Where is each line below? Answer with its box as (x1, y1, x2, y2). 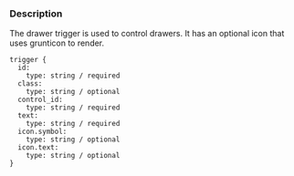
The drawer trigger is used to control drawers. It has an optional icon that (9, 28, 285, 39)
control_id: (17, 95, 64, 105)
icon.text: (17, 143, 59, 152)
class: (17, 79, 43, 88)
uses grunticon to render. (9, 37, 105, 48)
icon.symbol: (17, 127, 68, 137)
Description (9, 7, 63, 20)
